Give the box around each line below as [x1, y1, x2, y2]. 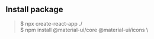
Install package [5, 5, 63, 15]
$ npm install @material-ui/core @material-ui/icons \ [20, 26, 149, 33]
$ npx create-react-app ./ [20, 20, 83, 27]
